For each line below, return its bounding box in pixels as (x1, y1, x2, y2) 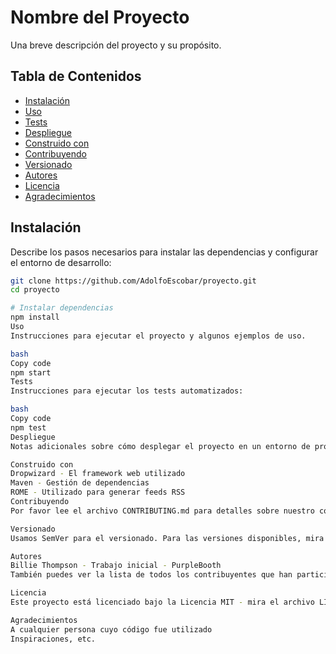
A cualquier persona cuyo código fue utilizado (10, 624, 213, 635)
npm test (10, 422, 47, 433)
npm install (10, 312, 60, 323)
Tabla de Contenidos (10, 68, 142, 85)
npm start (10, 367, 52, 378)
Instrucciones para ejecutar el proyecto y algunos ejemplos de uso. (10, 331, 307, 341)
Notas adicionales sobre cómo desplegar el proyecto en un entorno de (10, 441, 311, 451)
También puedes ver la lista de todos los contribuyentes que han (10, 570, 293, 580)
